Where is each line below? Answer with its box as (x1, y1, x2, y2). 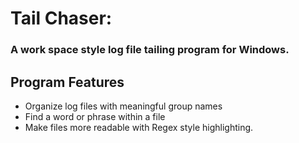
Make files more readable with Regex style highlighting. (24, 121, 254, 133)
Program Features (10, 73, 125, 91)
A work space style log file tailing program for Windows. (10, 43, 290, 57)
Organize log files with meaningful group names (24, 100, 223, 112)
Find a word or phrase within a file (24, 110, 166, 122)
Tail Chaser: (10, 7, 113, 30)
